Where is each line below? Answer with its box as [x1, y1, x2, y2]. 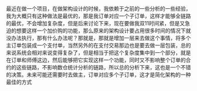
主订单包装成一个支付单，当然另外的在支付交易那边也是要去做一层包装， [6, 42, 181, 49]
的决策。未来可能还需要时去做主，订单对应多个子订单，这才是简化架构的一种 [6, 71, 191, 78]
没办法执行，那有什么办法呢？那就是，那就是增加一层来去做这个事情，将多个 [6, 35, 191, 41]
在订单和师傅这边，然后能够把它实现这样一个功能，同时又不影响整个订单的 [6, 56, 186, 63]
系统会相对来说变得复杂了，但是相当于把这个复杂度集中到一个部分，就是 [16, 49, 191, 56]
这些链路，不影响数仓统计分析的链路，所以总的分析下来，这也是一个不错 [16, 64, 191, 70]
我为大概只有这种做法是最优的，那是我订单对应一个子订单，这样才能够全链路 [6, 12, 191, 19]
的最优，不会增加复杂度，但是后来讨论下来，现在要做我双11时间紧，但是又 [6, 20, 185, 26]
